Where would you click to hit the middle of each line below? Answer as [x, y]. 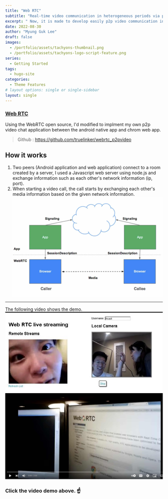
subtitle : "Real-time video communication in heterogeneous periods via [82, 16]
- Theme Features [28, 85]
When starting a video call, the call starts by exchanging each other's [84, 189]
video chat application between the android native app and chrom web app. [83, 130]
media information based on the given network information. [73, 194]
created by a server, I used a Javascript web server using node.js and [84, 173]
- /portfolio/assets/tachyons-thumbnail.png [57, 48]
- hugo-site [22, 74]
